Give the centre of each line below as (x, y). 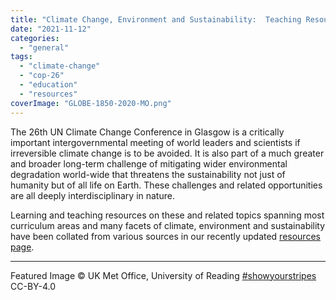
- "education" (48, 85)
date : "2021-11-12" (51, 29)
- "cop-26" (42, 76)
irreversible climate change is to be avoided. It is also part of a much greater (167, 153)
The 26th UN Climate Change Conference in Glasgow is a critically (147, 132)
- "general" (44, 47)
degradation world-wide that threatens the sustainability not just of (148, 174)
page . (22, 247)
